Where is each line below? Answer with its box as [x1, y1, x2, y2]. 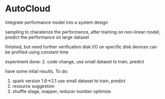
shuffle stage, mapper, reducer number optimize [12, 88, 111, 94]
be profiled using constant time [5, 49, 69, 55]
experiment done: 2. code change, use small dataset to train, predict [5, 58, 144, 64]
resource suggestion [12, 83, 55, 89]
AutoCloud [5, 3, 51, 14]
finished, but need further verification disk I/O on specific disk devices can [5, 44, 157, 49]
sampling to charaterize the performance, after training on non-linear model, [5, 29, 161, 35]
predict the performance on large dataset [5, 34, 89, 40]
